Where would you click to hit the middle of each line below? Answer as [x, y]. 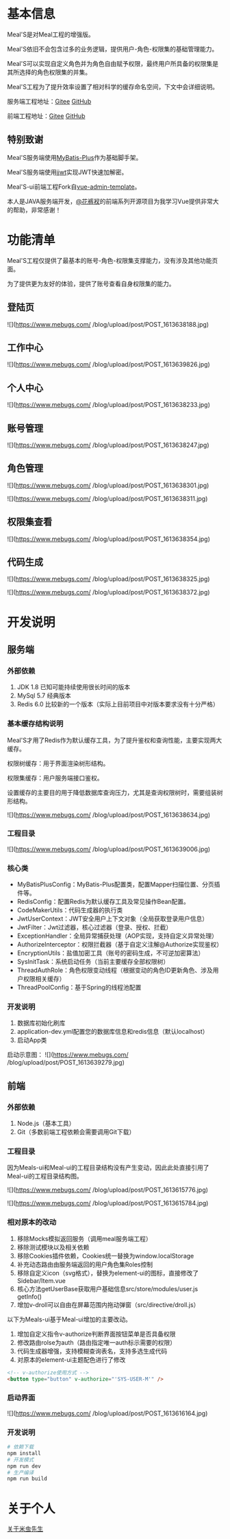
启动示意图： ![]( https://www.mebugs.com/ [68, 1055]
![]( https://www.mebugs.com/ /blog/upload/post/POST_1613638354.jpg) [109, 539]
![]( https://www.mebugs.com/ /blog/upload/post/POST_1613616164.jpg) [107, 1413]
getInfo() [29, 1296]
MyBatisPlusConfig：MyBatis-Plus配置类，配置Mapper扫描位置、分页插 [118, 884]
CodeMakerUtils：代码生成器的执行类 [70, 910]
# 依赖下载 [21, 1447]
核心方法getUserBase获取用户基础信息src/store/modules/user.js [107, 1288]
